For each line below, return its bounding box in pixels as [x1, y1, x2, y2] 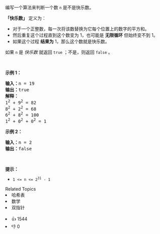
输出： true [5, 87, 29, 92]
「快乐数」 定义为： [5, 15, 46, 21]
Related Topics [5, 186, 36, 192]
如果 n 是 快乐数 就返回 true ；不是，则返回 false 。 [5, 49, 113, 55]
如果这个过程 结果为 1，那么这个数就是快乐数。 [12, 38, 110, 44]
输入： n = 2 [5, 139, 32, 145]
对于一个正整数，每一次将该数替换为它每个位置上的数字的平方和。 [12, 26, 149, 32]
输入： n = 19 [5, 81, 35, 86]
